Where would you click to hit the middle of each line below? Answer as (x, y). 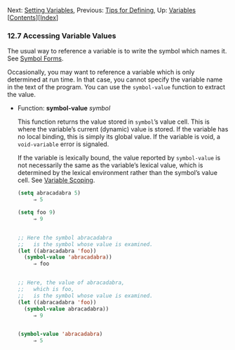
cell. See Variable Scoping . (56, 180)
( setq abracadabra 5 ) (49, 193)
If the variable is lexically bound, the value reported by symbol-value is (119, 158)
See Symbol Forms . (35, 58)
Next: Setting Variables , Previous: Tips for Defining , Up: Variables (102, 10)
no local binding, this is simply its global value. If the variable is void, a (119, 137)
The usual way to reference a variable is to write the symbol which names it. (117, 51)
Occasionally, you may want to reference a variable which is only (101, 72)
